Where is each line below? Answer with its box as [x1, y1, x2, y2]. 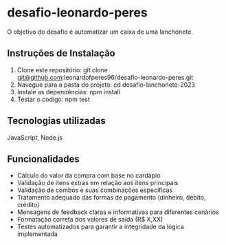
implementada [16, 230, 58, 238]
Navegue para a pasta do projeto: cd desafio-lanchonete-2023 [16, 81, 196, 89]
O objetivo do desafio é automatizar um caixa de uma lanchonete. [7, 28, 194, 36]
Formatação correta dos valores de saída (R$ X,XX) [16, 215, 163, 224]
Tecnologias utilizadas [7, 115, 106, 127]
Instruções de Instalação [7, 47, 115, 59]
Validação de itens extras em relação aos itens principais [16, 179, 179, 187]
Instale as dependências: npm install [16, 87, 121, 96]
